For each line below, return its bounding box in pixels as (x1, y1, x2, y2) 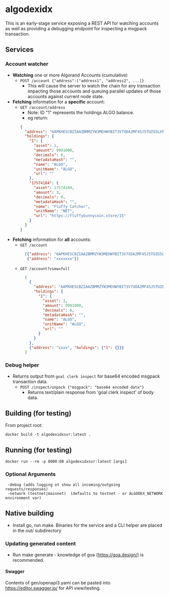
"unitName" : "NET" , (33, 209, 74, 214)
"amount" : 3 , (33, 190, 61, 195)
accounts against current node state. (27, 93, 104, 99)
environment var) (5, 495, 42, 500)
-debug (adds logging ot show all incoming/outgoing (7, 482, 121, 487)
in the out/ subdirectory (12, 528, 62, 534)
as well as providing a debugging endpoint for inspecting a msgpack (5, 25, 147, 31)
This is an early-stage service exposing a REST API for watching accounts (5, 20, 159, 26)
